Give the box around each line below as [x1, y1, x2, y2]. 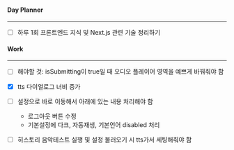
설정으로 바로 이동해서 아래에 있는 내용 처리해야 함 [17, 97, 153, 106]
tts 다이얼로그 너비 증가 [17, 82, 81, 90]
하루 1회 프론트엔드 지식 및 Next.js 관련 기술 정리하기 [17, 28, 161, 37]
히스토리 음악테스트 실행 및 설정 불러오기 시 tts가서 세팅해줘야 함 [17, 135, 192, 144]
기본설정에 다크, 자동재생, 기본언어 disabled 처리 [27, 120, 160, 128]
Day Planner [7, 6, 44, 14]
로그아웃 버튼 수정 [27, 112, 77, 120]
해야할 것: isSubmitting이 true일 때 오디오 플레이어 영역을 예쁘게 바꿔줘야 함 [17, 67, 224, 76]
